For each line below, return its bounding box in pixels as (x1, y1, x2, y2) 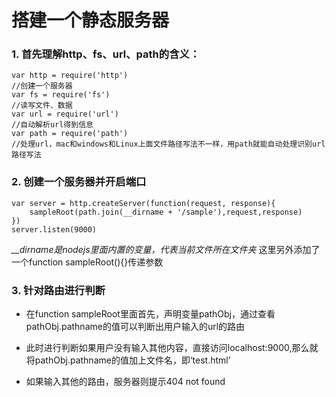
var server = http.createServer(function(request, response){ (11, 198, 276, 208)
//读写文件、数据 (11, 101, 73, 111)
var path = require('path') (11, 129, 129, 139)
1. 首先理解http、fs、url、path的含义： (11, 47, 201, 61)
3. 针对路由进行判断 (11, 283, 106, 297)
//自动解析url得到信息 (11, 120, 94, 130)
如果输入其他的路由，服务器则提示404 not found (25, 376, 226, 388)
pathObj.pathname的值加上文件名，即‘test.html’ (34, 354, 231, 366)
